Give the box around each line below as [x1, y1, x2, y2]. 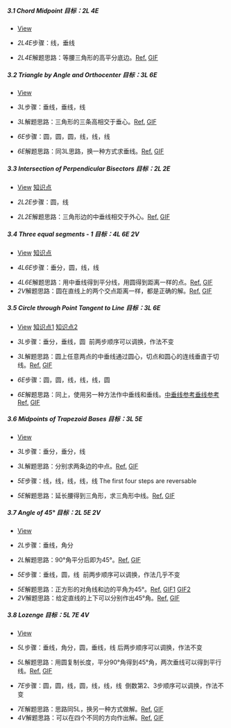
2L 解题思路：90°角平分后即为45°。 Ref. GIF [17, 555, 141, 564]
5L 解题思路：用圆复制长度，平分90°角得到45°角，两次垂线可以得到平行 [17, 658, 222, 666]
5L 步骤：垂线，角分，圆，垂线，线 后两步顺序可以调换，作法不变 [17, 643, 203, 652]
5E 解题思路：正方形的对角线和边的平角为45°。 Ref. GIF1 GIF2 [17, 585, 191, 593]
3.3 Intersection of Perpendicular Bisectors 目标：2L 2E [7, 164, 171, 173]
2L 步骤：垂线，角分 [17, 541, 74, 549]
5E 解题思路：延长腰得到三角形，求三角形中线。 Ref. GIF [17, 491, 176, 500]
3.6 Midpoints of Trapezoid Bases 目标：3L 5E [7, 415, 143, 423]
